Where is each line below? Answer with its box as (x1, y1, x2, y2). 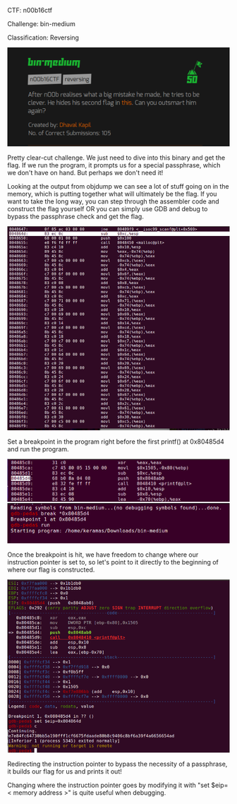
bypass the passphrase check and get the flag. (7, 212, 145, 221)
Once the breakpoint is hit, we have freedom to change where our (7, 550, 199, 559)
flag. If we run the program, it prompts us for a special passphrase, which (7, 161, 221, 170)
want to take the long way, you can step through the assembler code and (7, 197, 220, 206)
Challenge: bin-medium (7, 20, 75, 28)
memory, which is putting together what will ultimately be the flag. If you (7, 190, 217, 199)
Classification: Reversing (7, 33, 80, 42)
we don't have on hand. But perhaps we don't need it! (7, 169, 164, 177)
